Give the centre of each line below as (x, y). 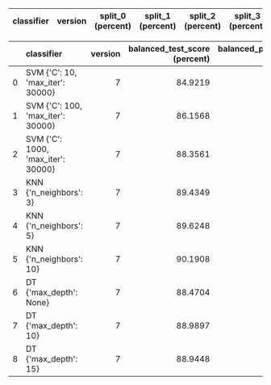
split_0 (113, 16)
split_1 (158, 16)
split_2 (202, 16)
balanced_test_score (169, 49)
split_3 (247, 16)
